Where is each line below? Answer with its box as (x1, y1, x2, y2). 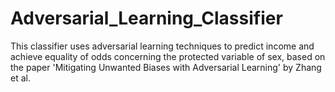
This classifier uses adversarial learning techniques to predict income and (10, 40, 315, 52)
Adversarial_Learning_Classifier (10, 7, 283, 30)
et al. (10, 72, 31, 84)
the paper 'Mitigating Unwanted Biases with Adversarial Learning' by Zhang (10, 61, 322, 73)
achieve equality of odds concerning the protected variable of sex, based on (10, 50, 326, 62)
